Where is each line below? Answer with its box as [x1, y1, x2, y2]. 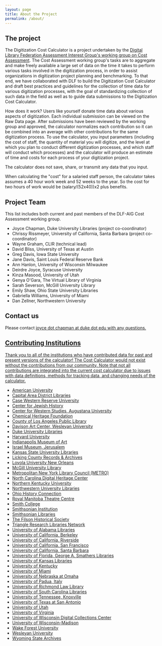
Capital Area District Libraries [12, 392, 71, 398]
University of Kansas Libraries [12, 557, 73, 563]
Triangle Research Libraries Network [12, 521, 86, 527]
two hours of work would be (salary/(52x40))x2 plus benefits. [5, 184, 128, 190]
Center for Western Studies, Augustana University [12, 408, 112, 413]
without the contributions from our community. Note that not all [5, 362, 131, 368]
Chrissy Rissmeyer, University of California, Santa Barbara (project [12, 231, 145, 236]
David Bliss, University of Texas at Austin [12, 246, 94, 252]
